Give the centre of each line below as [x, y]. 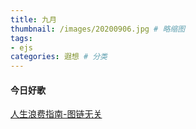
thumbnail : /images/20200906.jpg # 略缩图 [98, 29]
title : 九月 [33, 19]
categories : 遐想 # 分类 [59, 57]
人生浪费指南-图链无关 [56, 114]
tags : [21, 38]
